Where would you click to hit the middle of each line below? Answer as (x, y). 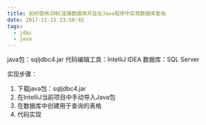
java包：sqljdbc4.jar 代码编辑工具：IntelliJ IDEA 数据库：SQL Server (103, 60)
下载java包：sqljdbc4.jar (51, 89)
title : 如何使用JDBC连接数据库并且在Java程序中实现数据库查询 (87, 13)
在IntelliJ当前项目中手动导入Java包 (66, 98)
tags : (15, 26)
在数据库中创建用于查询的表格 (59, 106)
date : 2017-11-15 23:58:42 (46, 20)
